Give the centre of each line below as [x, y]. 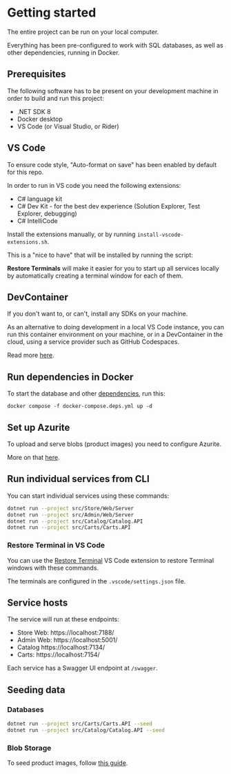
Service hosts [38, 603]
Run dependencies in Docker [70, 377]
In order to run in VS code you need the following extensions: [94, 185]
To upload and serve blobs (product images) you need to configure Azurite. [114, 444]
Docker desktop [40, 119]
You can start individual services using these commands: [88, 496]
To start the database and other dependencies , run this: [86, 394]
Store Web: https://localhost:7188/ [66, 632]
